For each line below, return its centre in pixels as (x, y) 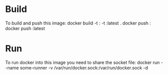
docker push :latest (25, 28)
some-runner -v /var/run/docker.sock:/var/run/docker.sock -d (84, 67)
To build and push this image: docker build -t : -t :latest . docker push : (78, 23)
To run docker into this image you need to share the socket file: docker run (82, 62)
